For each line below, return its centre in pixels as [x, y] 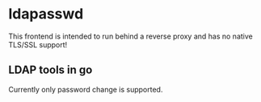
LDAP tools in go [51, 70]
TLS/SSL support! [38, 44]
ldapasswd [46, 14]
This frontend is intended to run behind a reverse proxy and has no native [130, 36]
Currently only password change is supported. [86, 89]
